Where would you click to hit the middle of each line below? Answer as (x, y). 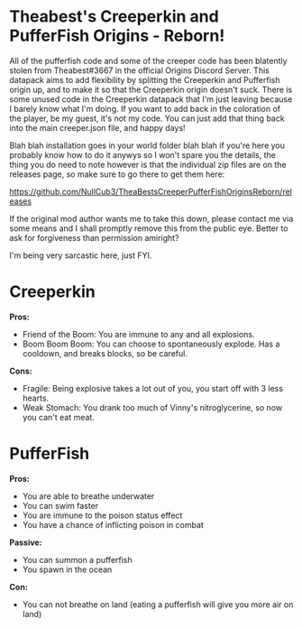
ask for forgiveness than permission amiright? (94, 237)
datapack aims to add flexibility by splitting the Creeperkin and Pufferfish (145, 79)
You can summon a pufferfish (77, 559)
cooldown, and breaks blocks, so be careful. (105, 353)
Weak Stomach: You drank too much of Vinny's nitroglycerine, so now (152, 407)
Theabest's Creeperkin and (114, 17)
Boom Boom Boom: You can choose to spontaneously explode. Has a (151, 344)
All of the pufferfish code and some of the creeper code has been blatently (148, 60)
